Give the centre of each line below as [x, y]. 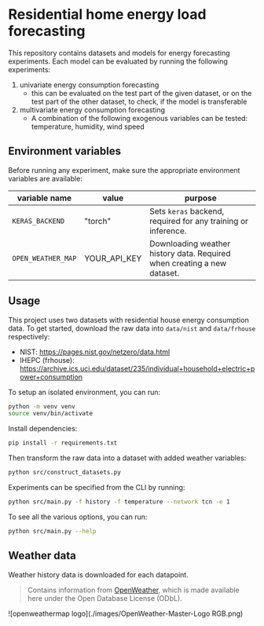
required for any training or [199, 221]
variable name [44, 198]
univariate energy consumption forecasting [89, 85]
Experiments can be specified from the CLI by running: [97, 488]
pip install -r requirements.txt [63, 443]
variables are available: [45, 178]
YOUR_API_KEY [113, 258]
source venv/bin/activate [50, 414]
